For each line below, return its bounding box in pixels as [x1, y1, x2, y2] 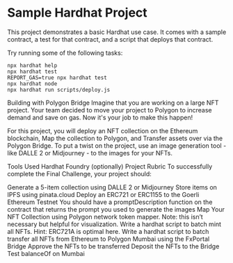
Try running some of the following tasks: [7, 49, 123, 57]
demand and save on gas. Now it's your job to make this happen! [7, 113, 193, 121]
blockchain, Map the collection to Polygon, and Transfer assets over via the [7, 134, 223, 142]
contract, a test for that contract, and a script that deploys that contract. [7, 35, 214, 43]
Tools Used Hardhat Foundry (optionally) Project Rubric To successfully [7, 162, 213, 171]
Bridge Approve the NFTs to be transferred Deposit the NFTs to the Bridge [7, 241, 220, 251]
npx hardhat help [7, 62, 58, 69]
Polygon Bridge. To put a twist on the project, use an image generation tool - [7, 141, 227, 150]
